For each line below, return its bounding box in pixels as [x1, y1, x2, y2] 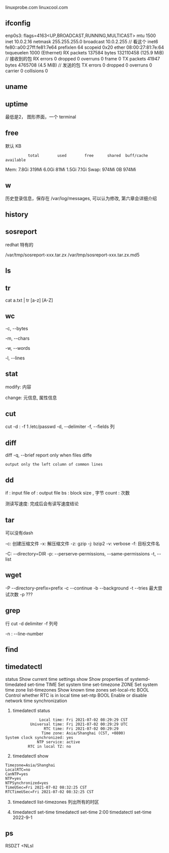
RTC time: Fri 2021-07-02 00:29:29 [44, 726, 119, 731]
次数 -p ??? [9, 591, 33, 597]
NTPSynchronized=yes [5, 780, 49, 785]
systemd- [130, 676, 150, 682]
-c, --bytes [5, 325, 28, 332]
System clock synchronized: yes [5, 735, 73, 740]
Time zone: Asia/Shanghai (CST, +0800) [41, 731, 125, 736]
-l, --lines [5, 355, 25, 361]
